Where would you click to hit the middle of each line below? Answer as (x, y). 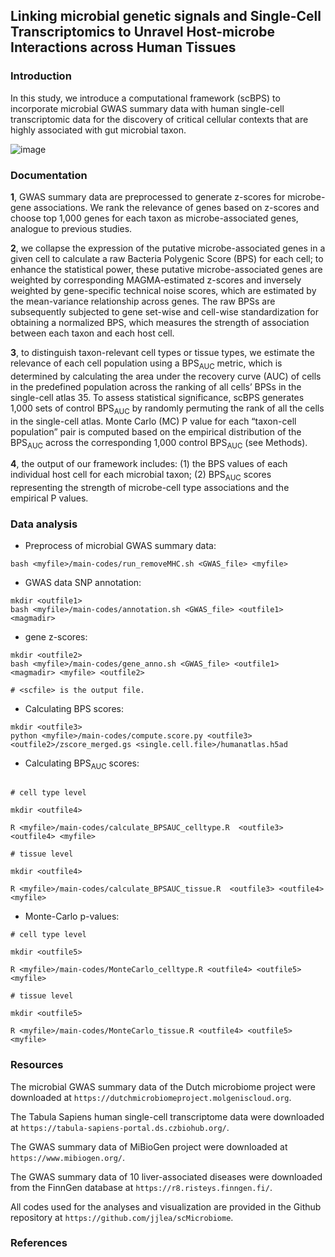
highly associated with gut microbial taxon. (98, 130)
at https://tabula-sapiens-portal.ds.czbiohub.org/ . (120, 1127)
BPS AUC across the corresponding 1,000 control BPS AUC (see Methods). (159, 443)
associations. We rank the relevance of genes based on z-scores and (176, 207)
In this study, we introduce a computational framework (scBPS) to (145, 98)
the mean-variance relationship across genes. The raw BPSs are (143, 301)
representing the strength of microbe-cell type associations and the (150, 488)
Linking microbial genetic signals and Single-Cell (166, 16)
